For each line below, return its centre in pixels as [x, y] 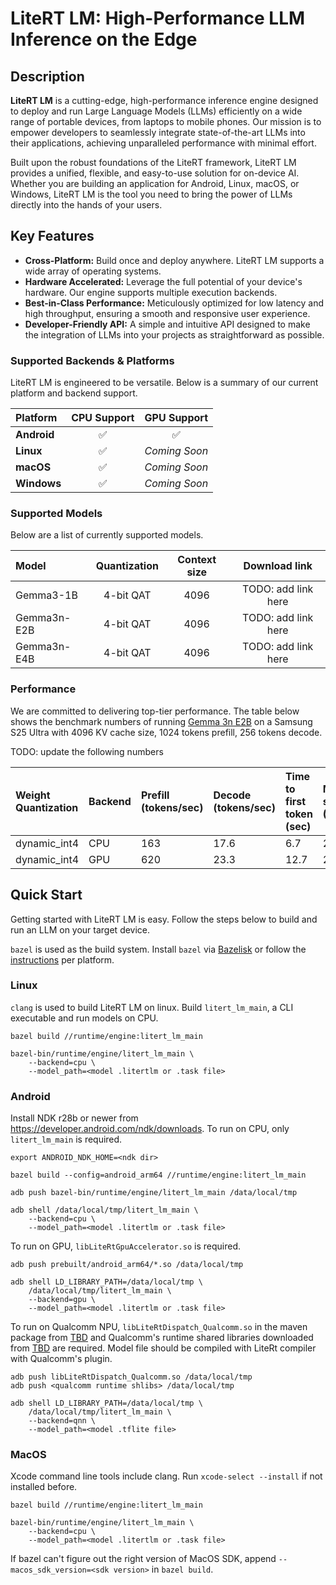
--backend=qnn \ [62, 1421]
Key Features [52, 236]
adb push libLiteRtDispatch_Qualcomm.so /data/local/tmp [131, 1377]
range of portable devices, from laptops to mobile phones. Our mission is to [166, 121]
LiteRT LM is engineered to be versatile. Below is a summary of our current [164, 383]
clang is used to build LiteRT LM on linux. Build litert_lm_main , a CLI [152, 1007]
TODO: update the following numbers [87, 751]
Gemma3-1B [46, 595]
